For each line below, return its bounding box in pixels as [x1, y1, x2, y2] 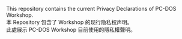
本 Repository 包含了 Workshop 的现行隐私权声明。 [6, 19, 133, 26]
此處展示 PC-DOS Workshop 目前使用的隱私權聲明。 [6, 26, 136, 33]
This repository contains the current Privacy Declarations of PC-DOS [6, 5, 177, 12]
